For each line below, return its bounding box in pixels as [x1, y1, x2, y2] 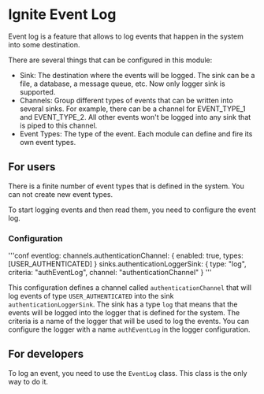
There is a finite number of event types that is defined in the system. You [8, 181, 244, 191]
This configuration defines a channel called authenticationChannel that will [8, 283, 252, 292]
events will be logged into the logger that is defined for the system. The [8, 308, 240, 318]
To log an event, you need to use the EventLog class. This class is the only [8, 368, 247, 377]
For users [8, 160, 56, 174]
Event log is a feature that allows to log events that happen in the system [8, 32, 244, 41]
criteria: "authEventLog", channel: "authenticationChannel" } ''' [8, 268, 212, 277]
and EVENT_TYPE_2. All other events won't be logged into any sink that [19, 112, 251, 121]
